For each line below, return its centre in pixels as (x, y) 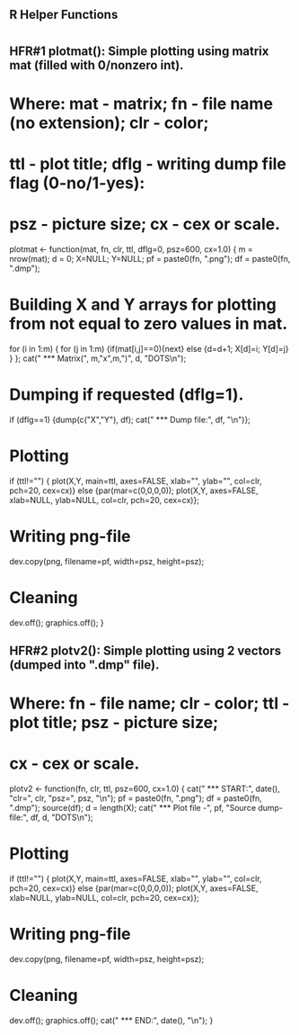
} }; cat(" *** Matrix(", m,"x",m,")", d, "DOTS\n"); (98, 358)
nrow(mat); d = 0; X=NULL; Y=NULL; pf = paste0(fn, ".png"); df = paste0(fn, (150, 258)
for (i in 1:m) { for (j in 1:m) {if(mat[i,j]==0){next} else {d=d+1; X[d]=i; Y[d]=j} (149, 348)
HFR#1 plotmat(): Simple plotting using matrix (139, 51)
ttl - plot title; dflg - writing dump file (148, 163)
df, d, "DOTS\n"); (62, 817)
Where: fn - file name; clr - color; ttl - (149, 703)
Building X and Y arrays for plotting (143, 305)
